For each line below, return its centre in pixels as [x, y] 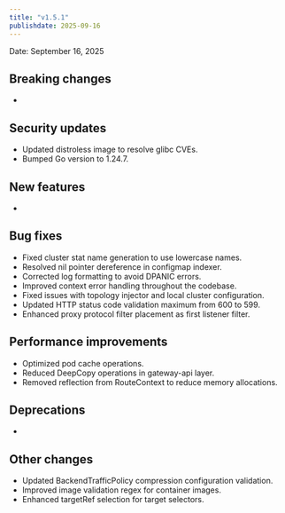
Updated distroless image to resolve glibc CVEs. [110, 150]
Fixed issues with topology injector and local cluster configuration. [143, 295]
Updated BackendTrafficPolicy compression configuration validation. [147, 481]
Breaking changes [61, 79]
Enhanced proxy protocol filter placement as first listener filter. [136, 314]
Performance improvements [89, 342]
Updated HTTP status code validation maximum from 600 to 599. [141, 304]
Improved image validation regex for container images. [121, 490]
